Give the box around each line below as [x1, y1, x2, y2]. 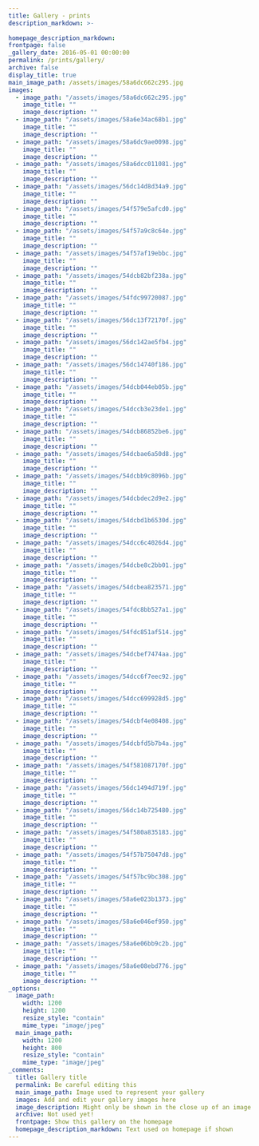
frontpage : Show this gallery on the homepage [15, 1118, 173, 1126]
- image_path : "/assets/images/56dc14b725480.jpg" [15, 806, 187, 815]
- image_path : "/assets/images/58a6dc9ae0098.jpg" [15, 137, 187, 146]
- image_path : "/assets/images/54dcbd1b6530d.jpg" [15, 517, 187, 525]
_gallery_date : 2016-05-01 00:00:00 [8, 49, 130, 57]
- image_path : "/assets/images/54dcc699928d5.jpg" [15, 695, 187, 703]
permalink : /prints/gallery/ [8, 57, 105, 65]
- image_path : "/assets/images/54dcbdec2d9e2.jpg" [15, 494, 187, 502]
